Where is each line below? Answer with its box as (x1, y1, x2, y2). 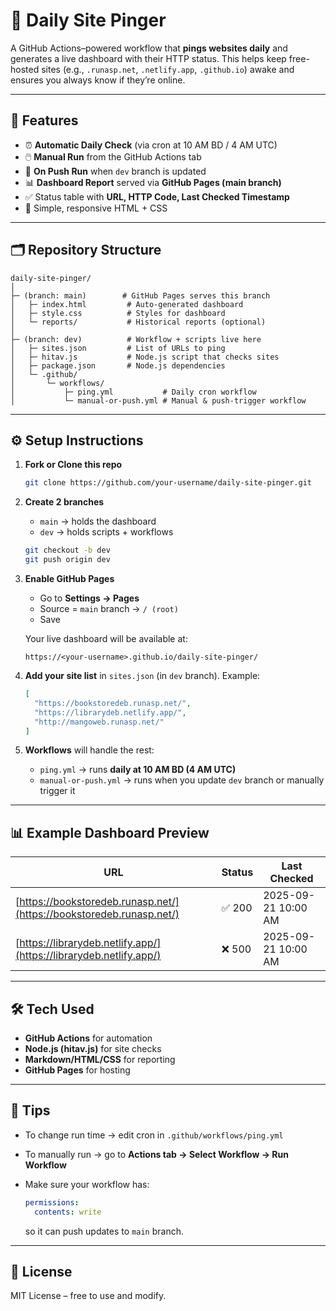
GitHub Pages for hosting (24, 1064, 131, 1076)
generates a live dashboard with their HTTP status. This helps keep (10, 52, 287, 64)
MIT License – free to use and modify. (10, 1290, 167, 1302)
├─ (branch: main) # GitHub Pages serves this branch (10, 290, 271, 301)
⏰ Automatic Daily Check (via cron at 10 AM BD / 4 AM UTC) (24, 139, 278, 151)
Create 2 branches (24, 496, 105, 508)
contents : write (34, 1207, 102, 1217)
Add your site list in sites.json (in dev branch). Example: (24, 670, 261, 681)
